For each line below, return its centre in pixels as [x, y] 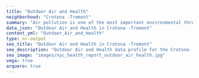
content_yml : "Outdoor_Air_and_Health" [55, 33]
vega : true [20, 60]
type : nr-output [26, 39]
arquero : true [24, 66]
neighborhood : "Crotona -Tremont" [49, 17]
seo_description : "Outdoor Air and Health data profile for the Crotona [98, 50]
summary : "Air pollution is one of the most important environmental [94, 22]
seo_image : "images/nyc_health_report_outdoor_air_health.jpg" [86, 55]
